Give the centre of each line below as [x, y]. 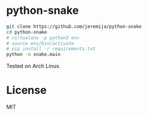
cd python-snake [27, 32]
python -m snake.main [34, 55]
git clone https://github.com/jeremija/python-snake [74, 26]
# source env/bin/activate [40, 43]
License [27, 90]
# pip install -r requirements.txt [51, 49]
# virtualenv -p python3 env [43, 38]
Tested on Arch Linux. [34, 66]
